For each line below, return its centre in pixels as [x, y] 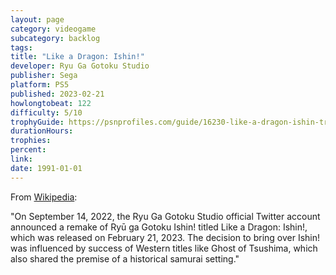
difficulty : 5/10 [46, 112]
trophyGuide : [37, 122]
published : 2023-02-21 [57, 94]
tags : [21, 47]
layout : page [37, 19]
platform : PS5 [40, 85]
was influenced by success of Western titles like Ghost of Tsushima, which [164, 248]
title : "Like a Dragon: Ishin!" [77, 57]
